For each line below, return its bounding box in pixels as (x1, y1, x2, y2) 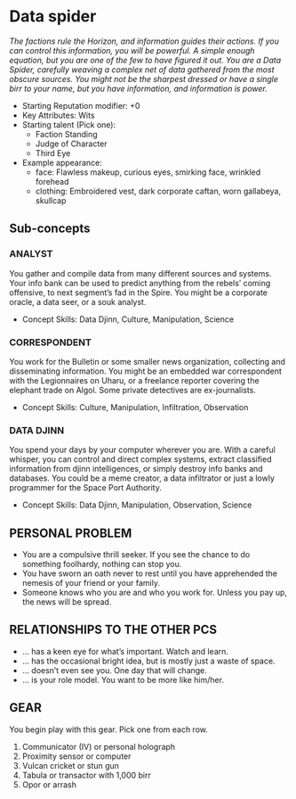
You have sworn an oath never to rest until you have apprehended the (21, 568, 278, 579)
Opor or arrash (21, 778, 77, 790)
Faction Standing (35, 128, 98, 139)
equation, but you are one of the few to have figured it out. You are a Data (9, 54, 282, 65)
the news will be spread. (21, 597, 112, 607)
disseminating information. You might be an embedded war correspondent (9, 366, 283, 376)
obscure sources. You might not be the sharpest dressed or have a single (9, 73, 278, 84)
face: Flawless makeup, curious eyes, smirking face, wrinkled (35, 167, 261, 177)
